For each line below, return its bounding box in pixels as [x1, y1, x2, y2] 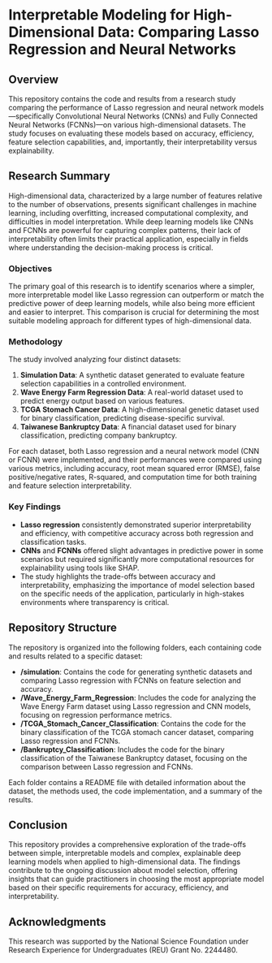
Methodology [8, 336, 63, 348]
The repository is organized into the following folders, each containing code [8, 642, 262, 652]
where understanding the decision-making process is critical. [8, 242, 214, 253]
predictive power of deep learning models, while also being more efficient [8, 299, 256, 309]
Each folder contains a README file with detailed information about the [8, 777, 246, 787]
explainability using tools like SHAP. [19, 563, 140, 572]
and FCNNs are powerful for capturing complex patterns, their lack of [8, 225, 241, 235]
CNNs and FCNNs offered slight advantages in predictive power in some [19, 546, 264, 555]
